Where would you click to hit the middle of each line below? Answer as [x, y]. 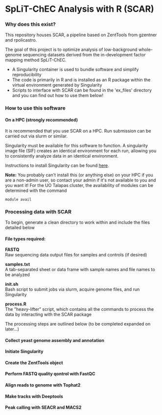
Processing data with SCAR [38, 211]
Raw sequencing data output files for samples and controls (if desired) [76, 255]
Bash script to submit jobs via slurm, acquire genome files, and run [72, 289]
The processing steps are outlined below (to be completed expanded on [78, 324]
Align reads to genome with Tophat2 [43, 385]
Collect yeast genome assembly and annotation [55, 340]
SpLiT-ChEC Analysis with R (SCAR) [80, 9]
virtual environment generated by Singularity [57, 85]
